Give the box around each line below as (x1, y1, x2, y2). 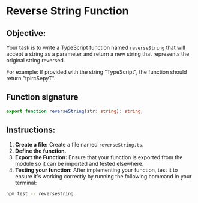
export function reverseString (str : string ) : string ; (6, 108, 144, 114)
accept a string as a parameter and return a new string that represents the (6, 50, 190, 58)
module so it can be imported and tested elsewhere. (14, 160, 144, 167)
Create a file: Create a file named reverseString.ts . (14, 141, 144, 148)
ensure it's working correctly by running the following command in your (14, 172, 192, 180)
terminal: (14, 179, 37, 186)
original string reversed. (6, 57, 65, 64)
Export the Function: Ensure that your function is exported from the (14, 153, 183, 160)
